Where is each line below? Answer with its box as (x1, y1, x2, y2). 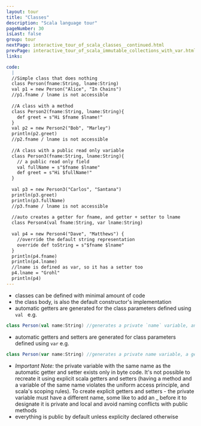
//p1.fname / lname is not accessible (11, 92, 109, 98)
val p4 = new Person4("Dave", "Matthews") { (11, 231, 124, 237)
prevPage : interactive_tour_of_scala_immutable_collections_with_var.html (6, 48, 197, 54)
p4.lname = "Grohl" (11, 270, 60, 276)
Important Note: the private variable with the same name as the (14, 362, 171, 369)
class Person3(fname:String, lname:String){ (11, 153, 124, 159)
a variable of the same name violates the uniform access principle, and (14, 381, 190, 388)
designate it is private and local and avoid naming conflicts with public (14, 400, 188, 407)
